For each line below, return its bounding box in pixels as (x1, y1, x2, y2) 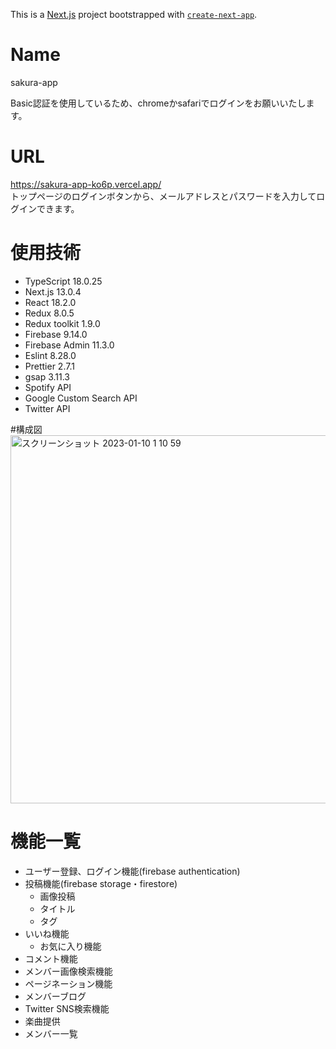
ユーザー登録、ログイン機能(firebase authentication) (24, 865, 241, 877)
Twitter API (24, 402, 71, 414)
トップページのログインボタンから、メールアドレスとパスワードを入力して (10, 190, 317, 202)
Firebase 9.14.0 (24, 328, 88, 340)
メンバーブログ (24, 990, 87, 1002)
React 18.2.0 (24, 296, 77, 308)
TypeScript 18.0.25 (24, 275, 103, 287)
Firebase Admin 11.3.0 (24, 339, 115, 351)
